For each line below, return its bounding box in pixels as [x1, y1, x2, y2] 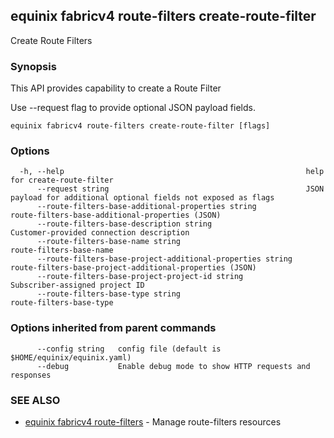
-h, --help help [19, 167, 325, 177]
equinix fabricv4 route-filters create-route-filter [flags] [10, 121, 271, 131]
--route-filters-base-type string [36, 289, 182, 299]
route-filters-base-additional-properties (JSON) [10, 210, 222, 221]
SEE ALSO [10, 393, 61, 407]
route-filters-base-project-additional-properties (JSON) [10, 263, 257, 273]
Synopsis [10, 59, 57, 73]
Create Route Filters [10, 34, 93, 46]
